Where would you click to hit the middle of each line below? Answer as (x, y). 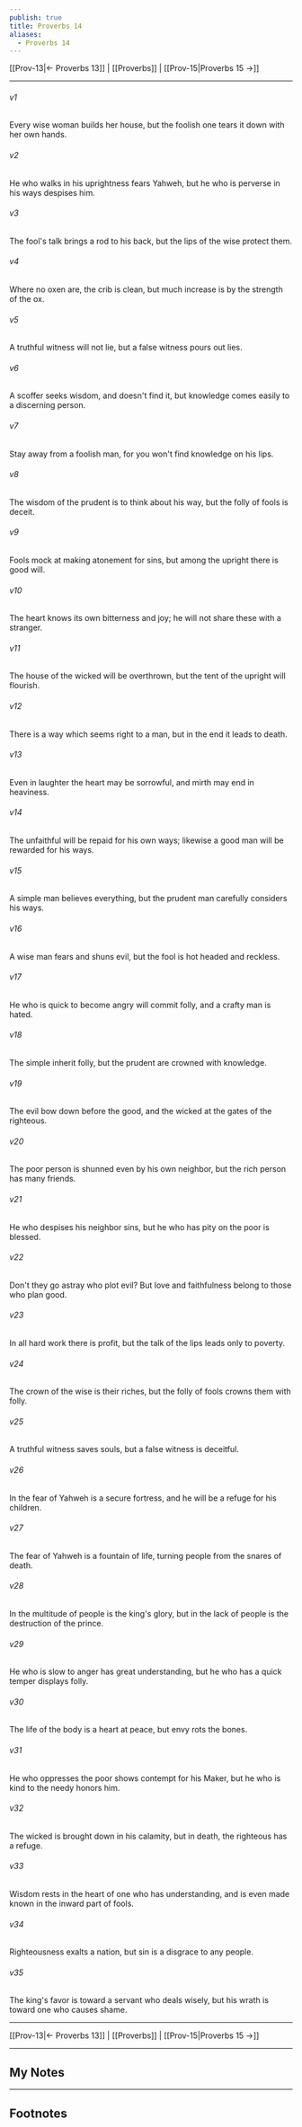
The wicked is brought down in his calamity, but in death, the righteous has (148, 1836)
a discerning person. (48, 405)
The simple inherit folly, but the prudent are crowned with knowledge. (138, 1062)
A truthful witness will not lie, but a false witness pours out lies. (126, 348)
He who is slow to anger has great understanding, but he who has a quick (146, 1671)
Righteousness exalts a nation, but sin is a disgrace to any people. (132, 1952)
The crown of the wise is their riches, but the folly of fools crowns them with (151, 1391)
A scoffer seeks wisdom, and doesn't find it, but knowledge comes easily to (150, 395)
